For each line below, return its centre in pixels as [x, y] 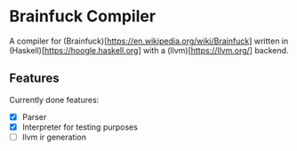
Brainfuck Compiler [83, 16]
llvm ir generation [54, 137]
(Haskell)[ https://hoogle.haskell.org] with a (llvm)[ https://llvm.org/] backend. [149, 50]
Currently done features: [54, 99]
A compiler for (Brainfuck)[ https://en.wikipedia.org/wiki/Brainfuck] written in [149, 41]
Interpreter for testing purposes [80, 127]
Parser [34, 116]
